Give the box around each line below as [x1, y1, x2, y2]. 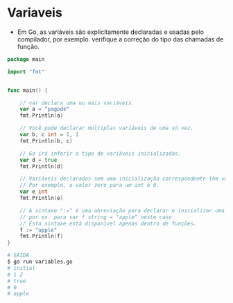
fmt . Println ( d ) [19, 163, 64, 170]
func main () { [7, 86, 49, 94]
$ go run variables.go [7, 258, 73, 266]
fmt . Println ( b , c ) [19, 137, 73, 145]
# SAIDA [7, 252, 30, 259]
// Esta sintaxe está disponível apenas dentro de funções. [19, 220, 197, 227]
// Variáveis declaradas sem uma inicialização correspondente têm [19, 175, 218, 183]
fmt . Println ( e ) [19, 195, 64, 202]
